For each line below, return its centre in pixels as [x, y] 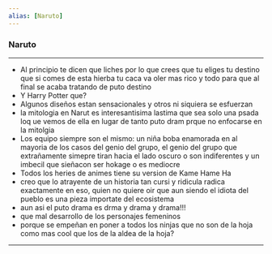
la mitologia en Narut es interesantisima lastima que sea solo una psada [139, 112]
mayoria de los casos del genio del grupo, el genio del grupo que [128, 147]
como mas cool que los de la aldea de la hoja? [97, 233]
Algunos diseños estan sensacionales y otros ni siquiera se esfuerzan [136, 104]
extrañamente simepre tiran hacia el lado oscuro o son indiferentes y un [140, 156]
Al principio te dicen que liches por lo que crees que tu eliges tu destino [140, 69]
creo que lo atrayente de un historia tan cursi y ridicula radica [122, 181]
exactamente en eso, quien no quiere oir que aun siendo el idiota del [134, 190]
